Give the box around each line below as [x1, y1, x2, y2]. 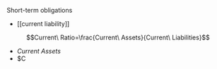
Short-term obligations [6, 6, 73, 14]
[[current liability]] [16, 20, 70, 27]
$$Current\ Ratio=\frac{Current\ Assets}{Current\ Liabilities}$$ [26, 33, 210, 42]
